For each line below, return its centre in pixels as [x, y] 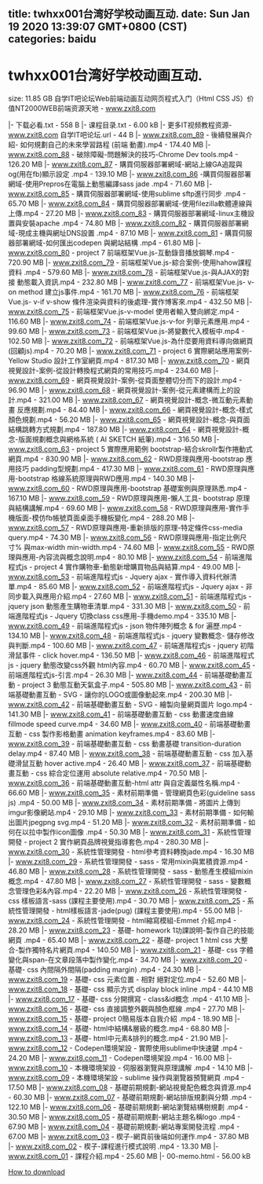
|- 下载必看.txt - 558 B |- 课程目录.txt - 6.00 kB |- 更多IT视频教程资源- [120, 125]
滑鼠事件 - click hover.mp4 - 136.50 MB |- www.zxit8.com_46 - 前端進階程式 [131, 655]
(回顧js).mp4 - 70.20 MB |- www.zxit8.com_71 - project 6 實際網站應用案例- [130, 351]
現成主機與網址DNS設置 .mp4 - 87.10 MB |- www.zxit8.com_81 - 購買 [129, 233]
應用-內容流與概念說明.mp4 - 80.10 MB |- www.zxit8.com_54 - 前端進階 [137, 557]
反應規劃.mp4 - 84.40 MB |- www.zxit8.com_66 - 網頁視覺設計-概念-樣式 [135, 410]
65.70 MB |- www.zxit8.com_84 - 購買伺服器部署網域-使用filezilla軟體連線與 [130, 203]
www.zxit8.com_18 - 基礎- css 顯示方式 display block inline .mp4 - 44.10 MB [131, 989]
